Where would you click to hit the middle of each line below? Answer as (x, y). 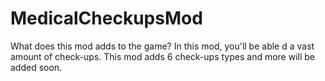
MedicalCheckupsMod (106, 18)
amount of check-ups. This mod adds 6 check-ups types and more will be (163, 56)
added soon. (36, 67)
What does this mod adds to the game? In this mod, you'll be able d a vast (162, 46)
